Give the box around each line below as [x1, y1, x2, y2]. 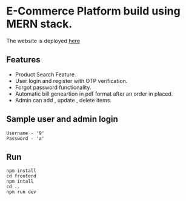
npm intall [6, 179, 34, 185]
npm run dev [6, 189, 36, 195]
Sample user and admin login [6, 114, 118, 125]
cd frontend [6, 173, 36, 179]
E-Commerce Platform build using [6, 4, 181, 18]
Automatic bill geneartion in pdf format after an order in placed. [15, 90, 173, 97]
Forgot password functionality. [15, 84, 92, 91]
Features [6, 54, 41, 65]
